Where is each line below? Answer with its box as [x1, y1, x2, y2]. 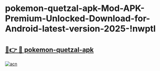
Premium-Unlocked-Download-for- [5, 13, 150, 24]
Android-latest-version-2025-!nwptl [5, 24, 156, 34]
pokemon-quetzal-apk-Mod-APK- [5, 3, 145, 14]
